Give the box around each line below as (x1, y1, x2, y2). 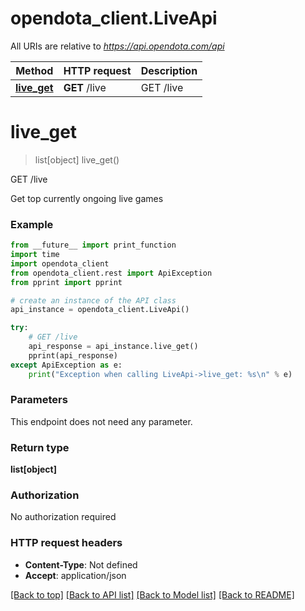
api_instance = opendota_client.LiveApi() (10, 305, 190, 315)
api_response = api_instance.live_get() (28, 342, 199, 352)
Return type (10, 440, 70, 454)
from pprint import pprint (10, 277, 123, 287)
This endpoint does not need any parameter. (10, 415, 193, 427)
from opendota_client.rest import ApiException (10, 268, 213, 278)
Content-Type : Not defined (24, 558, 138, 571)
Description (140, 63, 198, 77)
